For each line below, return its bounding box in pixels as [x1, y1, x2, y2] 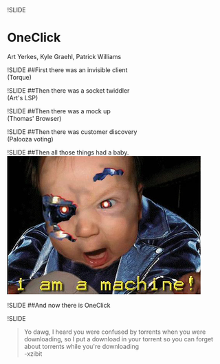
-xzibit [23, 350, 43, 358]
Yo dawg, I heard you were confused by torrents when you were [23, 328, 206, 336]
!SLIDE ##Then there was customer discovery [7, 127, 137, 136]
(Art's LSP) [7, 93, 38, 102]
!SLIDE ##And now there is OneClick [7, 301, 111, 309]
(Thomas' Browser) [7, 114, 62, 122]
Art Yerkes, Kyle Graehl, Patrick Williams [7, 52, 122, 60]
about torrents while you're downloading [23, 342, 140, 350]
